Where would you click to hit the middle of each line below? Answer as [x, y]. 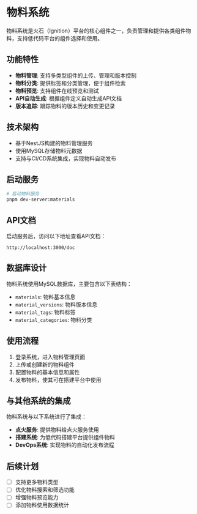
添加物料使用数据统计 [42, 505]
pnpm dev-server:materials [41, 199]
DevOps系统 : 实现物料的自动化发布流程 [65, 445]
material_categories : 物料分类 [54, 319]
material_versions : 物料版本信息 [56, 304]
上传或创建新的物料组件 [45, 364]
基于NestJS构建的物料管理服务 [54, 143]
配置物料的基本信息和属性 [47, 372]
